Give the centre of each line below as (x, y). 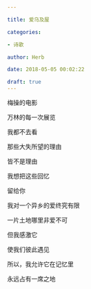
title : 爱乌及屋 (28, 19)
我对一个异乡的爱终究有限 (43, 205)
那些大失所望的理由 (34, 147)
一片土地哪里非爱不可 (37, 220)
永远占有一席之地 (31, 279)
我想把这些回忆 (28, 176)
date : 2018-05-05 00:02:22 (46, 70)
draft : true (24, 82)
